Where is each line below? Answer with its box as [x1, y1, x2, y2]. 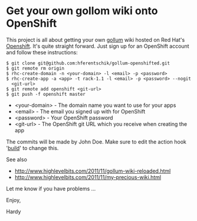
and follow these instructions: [6, 48, 78, 56]
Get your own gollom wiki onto [6, 4, 158, 18]
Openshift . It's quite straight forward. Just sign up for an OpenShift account [6, 43, 190, 50]
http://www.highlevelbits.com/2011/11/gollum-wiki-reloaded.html [14, 167, 171, 174]
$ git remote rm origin [6, 65, 65, 71]
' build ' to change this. [6, 144, 59, 151]
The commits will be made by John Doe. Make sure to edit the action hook [6, 138, 187, 145]
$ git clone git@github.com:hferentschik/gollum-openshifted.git [6, 60, 170, 66]
